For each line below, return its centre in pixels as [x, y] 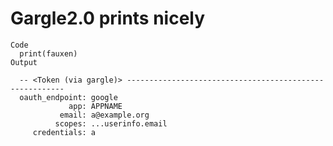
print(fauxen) [48, 53]
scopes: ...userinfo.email [111, 123]
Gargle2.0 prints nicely [108, 18]
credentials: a [64, 132]
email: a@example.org [104, 115]
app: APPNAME [95, 106]
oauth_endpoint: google [68, 97]
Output [24, 62]
